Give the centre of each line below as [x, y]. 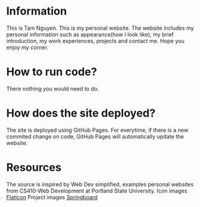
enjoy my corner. [27, 47]
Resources [34, 168]
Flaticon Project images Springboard [52, 197]
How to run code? [52, 72]
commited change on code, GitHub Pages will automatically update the [95, 136]
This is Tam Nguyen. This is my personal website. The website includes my [100, 28]
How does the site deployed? [81, 113]
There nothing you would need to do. [53, 89]
